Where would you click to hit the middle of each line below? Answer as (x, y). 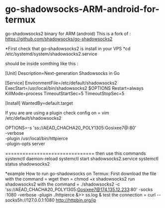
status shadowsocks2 (28, 164)
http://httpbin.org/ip (76, 200)
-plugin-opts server (25, 144)
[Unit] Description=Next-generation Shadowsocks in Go (63, 73)
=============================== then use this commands (76, 153)
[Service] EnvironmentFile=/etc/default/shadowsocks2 (61, 83)
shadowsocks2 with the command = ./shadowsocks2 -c (63, 184)
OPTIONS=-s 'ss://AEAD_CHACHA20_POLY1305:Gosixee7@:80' (71, 128)
